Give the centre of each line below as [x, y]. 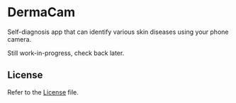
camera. [19, 39]
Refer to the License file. [43, 92]
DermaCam [41, 12]
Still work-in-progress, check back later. [66, 53]
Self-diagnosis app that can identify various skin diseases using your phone [118, 32]
